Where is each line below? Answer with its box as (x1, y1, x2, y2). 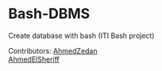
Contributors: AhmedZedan (8, 46, 98, 55)
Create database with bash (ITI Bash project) (8, 31, 155, 40)
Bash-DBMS (8, 5, 91, 23)
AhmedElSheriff (8, 54, 60, 64)
